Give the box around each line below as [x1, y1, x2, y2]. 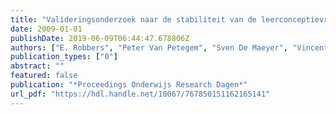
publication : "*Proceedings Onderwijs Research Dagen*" [10, 80, 248, 90]
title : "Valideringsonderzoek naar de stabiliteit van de [10, 14, 257, 25]
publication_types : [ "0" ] [10, 52, 118, 62]
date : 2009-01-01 [10, 24, 83, 34]
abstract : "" [10, 61, 65, 71]
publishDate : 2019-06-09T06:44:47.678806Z [10, 33, 190, 43]
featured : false [10, 71, 78, 81]
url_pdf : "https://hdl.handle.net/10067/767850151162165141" [10, 89, 271, 99]
